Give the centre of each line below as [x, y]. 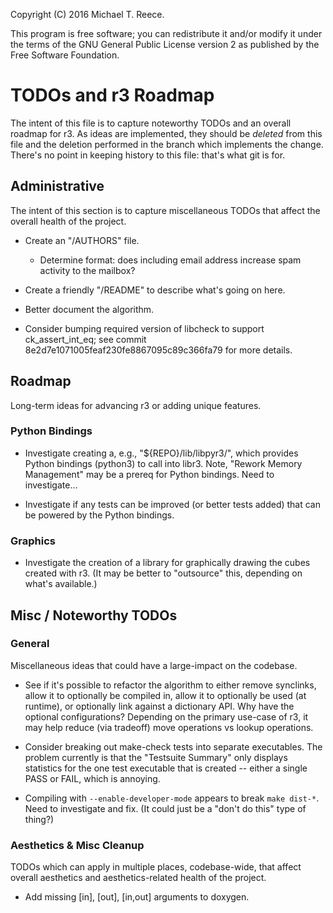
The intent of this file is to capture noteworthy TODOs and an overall [151, 123]
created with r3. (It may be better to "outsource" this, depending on [163, 573]
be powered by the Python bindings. [99, 515]
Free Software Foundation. [65, 55]
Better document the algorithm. [89, 309]
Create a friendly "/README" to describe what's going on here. [155, 290]
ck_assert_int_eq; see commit [85, 339]
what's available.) [61, 584]
